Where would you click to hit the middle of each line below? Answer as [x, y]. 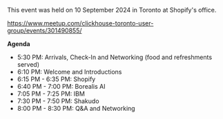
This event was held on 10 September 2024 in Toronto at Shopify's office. [112, 10]
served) [28, 64]
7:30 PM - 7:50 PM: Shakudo [58, 101]
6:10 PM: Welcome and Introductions [69, 72]
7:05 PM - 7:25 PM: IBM [51, 94]
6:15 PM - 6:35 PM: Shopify [56, 79]
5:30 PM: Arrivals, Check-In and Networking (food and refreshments [115, 57]
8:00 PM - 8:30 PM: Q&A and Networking [76, 108]
